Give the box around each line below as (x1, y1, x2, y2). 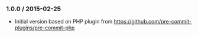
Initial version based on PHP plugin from (14, 18, 113, 25)
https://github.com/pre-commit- (113, 18, 192, 25)
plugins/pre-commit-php (14, 24, 75, 31)
